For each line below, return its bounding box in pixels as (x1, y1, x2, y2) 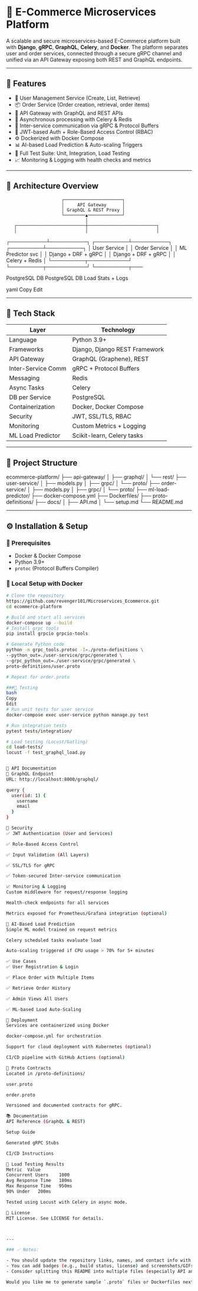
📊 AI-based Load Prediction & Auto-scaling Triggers (14, 141, 143, 148)
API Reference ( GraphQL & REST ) (6, 1119, 85, 1125)
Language (9, 336, 37, 344)
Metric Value (6, 1167, 41, 1173)
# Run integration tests (6, 722, 67, 728)
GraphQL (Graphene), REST (72, 355, 149, 363)
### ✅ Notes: (6, 1247, 39, 1253)
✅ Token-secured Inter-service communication (6, 873, 121, 879)
